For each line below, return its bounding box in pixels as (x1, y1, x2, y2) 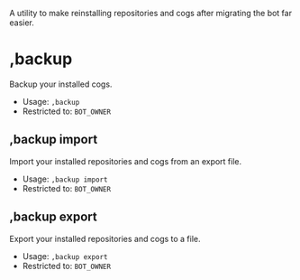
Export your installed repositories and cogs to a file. (9, 233, 201, 244)
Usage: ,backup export (22, 250, 108, 261)
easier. (9, 17, 34, 28)
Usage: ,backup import (22, 173, 108, 184)
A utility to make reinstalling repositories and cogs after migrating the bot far (9, 8, 293, 18)
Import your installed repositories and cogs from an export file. (9, 155, 242, 166)
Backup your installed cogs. (9, 79, 113, 89)
